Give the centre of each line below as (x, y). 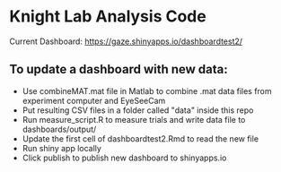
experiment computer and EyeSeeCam (94, 100)
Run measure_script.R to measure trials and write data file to (134, 119)
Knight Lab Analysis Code (108, 17)
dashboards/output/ (59, 129)
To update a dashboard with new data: (119, 69)
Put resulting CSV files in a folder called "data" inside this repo (138, 110)
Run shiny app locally (61, 148)
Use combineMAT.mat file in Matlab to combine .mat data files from (147, 90)
